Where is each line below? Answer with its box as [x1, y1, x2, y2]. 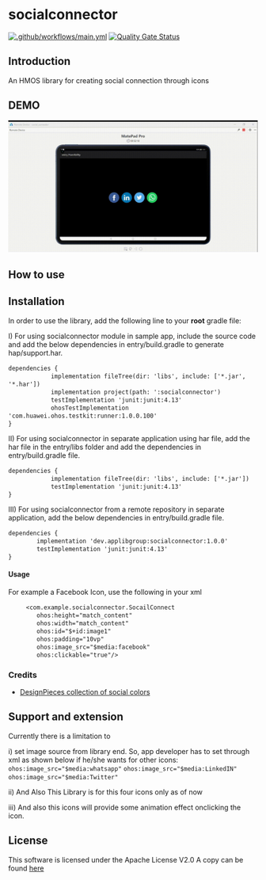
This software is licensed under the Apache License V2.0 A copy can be [8, 855, 244, 864]
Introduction [8, 55, 71, 68]
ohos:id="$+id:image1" [36, 627, 112, 635]
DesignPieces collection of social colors [19, 688, 150, 697]
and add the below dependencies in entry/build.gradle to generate [8, 339, 224, 349]
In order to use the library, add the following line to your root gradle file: [8, 315, 241, 326]
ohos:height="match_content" [36, 611, 133, 619]
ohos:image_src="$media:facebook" [36, 643, 150, 651]
